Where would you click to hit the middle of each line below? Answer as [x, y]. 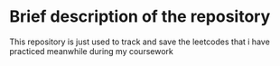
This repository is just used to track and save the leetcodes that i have [140, 42]
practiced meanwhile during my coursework [91, 51]
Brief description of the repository [140, 17]
